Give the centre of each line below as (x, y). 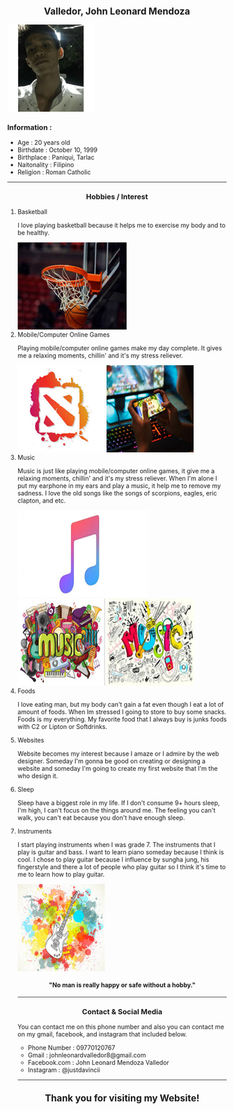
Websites (31, 740)
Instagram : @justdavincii (64, 1070)
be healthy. (33, 233)
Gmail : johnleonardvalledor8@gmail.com (87, 1055)
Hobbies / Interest (117, 197)
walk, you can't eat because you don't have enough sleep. (101, 818)
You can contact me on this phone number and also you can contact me (120, 1027)
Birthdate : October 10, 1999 (57, 150)
